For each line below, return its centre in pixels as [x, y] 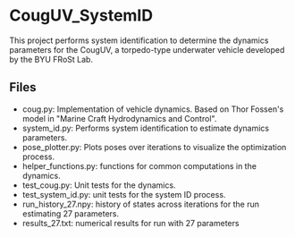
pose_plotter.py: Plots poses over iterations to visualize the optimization [154, 147]
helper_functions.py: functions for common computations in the [139, 165]
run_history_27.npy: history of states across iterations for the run [140, 204]
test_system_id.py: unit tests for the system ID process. [124, 194]
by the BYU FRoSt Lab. [51, 59]
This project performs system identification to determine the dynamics [139, 40]
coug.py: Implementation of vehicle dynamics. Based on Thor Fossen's [153, 109]
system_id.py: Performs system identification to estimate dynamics [146, 128]
